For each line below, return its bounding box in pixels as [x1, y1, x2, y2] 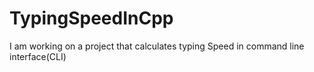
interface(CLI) [9, 50, 67, 62]
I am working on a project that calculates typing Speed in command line [9, 40, 305, 52]
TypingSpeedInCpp [9, 7, 174, 30]
